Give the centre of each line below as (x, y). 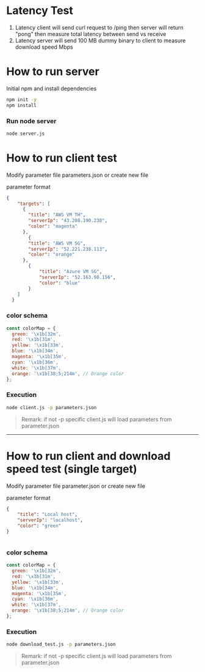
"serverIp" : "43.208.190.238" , (68, 221)
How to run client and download (88, 456)
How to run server (53, 72)
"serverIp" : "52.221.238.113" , (68, 249)
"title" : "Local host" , (48, 515)
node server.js (26, 134)
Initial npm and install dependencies (52, 88)
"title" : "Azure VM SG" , (70, 272)
